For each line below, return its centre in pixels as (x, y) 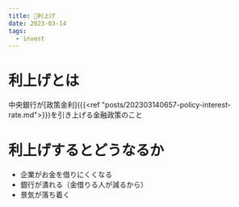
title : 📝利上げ (32, 16)
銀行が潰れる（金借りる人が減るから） (84, 185)
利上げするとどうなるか (86, 151)
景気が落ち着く (45, 195)
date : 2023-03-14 (38, 23)
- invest (30, 38)
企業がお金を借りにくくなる (66, 175)
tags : (17, 31)
